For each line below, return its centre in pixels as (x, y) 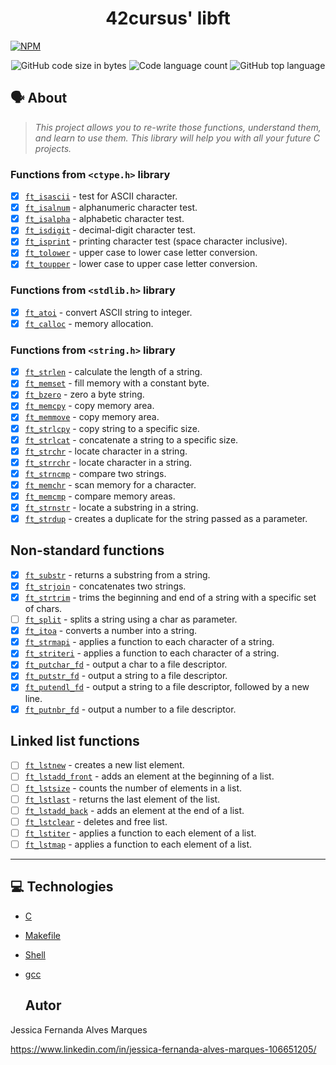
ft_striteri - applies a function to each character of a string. (152, 653)
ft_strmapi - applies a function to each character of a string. (149, 642)
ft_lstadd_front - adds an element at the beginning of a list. (149, 776)
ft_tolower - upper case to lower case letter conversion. (141, 253)
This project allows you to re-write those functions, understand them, (178, 127)
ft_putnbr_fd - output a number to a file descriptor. (130, 709)
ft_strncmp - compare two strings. (95, 473)
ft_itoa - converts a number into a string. (111, 631)
